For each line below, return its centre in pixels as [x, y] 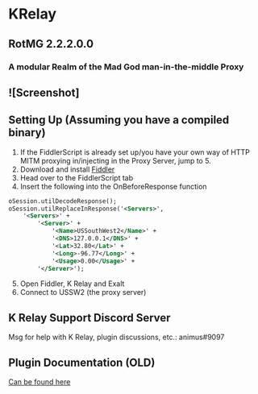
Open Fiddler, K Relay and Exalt [72, 284]
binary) [27, 133]
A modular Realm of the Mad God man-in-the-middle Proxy [126, 67]
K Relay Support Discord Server [89, 318]
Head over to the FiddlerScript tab [77, 177]
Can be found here [40, 382]
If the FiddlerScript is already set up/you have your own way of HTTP [135, 152]
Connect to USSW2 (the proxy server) [83, 292]
